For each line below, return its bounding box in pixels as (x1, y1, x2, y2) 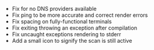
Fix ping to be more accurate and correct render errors (11, 11, 149, 19)
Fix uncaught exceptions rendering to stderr (11, 31, 122, 38)
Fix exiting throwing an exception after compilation (11, 24, 137, 31)
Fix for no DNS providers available (11, 5, 97, 12)
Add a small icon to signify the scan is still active (11, 37, 132, 44)
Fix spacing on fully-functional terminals (11, 18, 112, 25)
